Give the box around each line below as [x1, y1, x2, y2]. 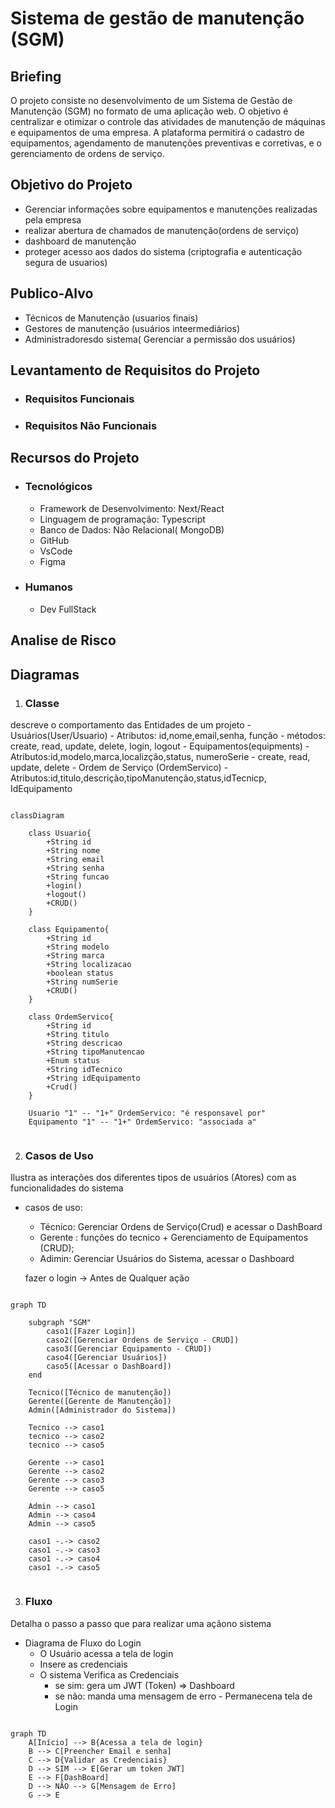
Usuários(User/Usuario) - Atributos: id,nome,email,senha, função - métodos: [10, 729, 326, 741]
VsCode [39, 545, 73, 557]
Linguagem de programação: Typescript [39, 513, 206, 525]
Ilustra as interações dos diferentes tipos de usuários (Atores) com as [10, 1172, 297, 1184]
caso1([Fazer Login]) [46, 1327, 137, 1337]
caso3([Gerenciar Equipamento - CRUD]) [46, 1344, 213, 1354]
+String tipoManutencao [46, 1047, 145, 1057]
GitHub [39, 534, 70, 546]
